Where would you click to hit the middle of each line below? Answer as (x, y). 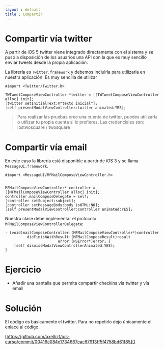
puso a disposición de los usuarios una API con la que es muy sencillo (76, 58)
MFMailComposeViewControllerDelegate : (44, 224)
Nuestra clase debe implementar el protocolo (51, 219)
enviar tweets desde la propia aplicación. (47, 62)
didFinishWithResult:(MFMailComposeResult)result (79, 237)
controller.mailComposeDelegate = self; (47, 197)
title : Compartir (24, 14)
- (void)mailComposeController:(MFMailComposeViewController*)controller (82, 233)
